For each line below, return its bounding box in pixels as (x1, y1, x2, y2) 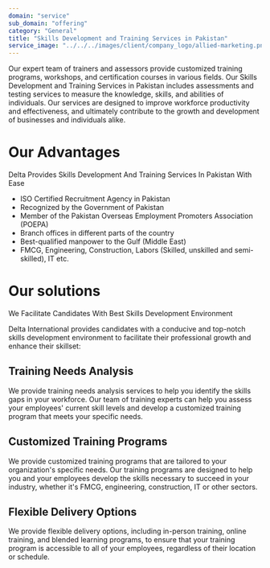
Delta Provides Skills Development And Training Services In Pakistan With (8, 170, 252, 179)
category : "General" (8, 27, 78, 35)
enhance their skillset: (8, 341, 81, 351)
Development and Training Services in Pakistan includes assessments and (8, 81, 255, 91)
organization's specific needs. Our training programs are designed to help (8, 464, 253, 475)
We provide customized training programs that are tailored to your (8, 456, 227, 466)
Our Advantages (8, 143, 121, 162)
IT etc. (47, 254, 70, 264)
